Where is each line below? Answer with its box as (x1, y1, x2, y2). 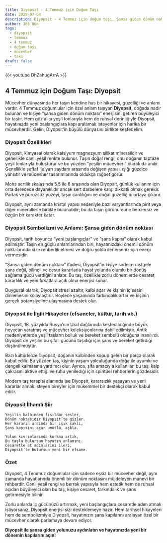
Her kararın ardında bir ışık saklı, (5, 421, 83, 426)
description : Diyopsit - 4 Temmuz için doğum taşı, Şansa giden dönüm (5, 16, 155, 21)
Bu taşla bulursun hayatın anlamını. (5, 439, 83, 444)
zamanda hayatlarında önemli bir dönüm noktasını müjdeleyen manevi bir (5, 476, 155, 482)
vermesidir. (5, 252, 28, 258)
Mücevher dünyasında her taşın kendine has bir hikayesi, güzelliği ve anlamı (5, 100, 161, 106)
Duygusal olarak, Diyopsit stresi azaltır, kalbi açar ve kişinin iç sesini (5, 287, 144, 293)
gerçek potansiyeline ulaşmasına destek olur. (5, 298, 97, 304)
